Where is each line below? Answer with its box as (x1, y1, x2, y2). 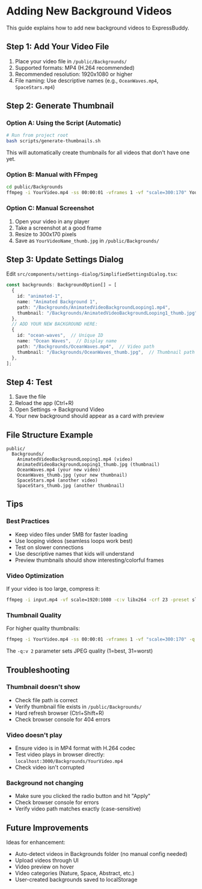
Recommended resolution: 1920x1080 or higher (14, 71, 133, 78)
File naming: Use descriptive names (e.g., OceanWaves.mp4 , (14, 77, 159, 84)
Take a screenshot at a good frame (14, 224, 102, 231)
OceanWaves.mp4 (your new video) (17, 467, 101, 473)
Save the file (14, 393, 46, 400)
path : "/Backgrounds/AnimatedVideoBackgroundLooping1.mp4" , (17, 304, 171, 310)
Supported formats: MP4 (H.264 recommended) (14, 64, 135, 71)
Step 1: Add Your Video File (6, 42, 109, 52)
